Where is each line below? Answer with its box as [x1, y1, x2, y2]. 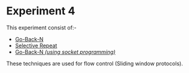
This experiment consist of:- [6, 24, 77, 31]
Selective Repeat [14, 42, 57, 49]
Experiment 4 [6, 4, 75, 18]
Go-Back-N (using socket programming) [14, 48, 116, 55]
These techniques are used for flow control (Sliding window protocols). [6, 60, 183, 67]
